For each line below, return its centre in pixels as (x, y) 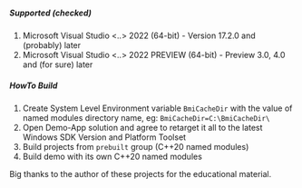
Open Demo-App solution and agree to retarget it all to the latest (142, 127)
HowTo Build (34, 85)
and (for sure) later (58, 64)
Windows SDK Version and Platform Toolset (104, 137)
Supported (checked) (51, 13)
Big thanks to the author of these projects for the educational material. (141, 173)
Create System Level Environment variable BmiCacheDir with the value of (157, 108)
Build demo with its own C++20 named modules (112, 156)
